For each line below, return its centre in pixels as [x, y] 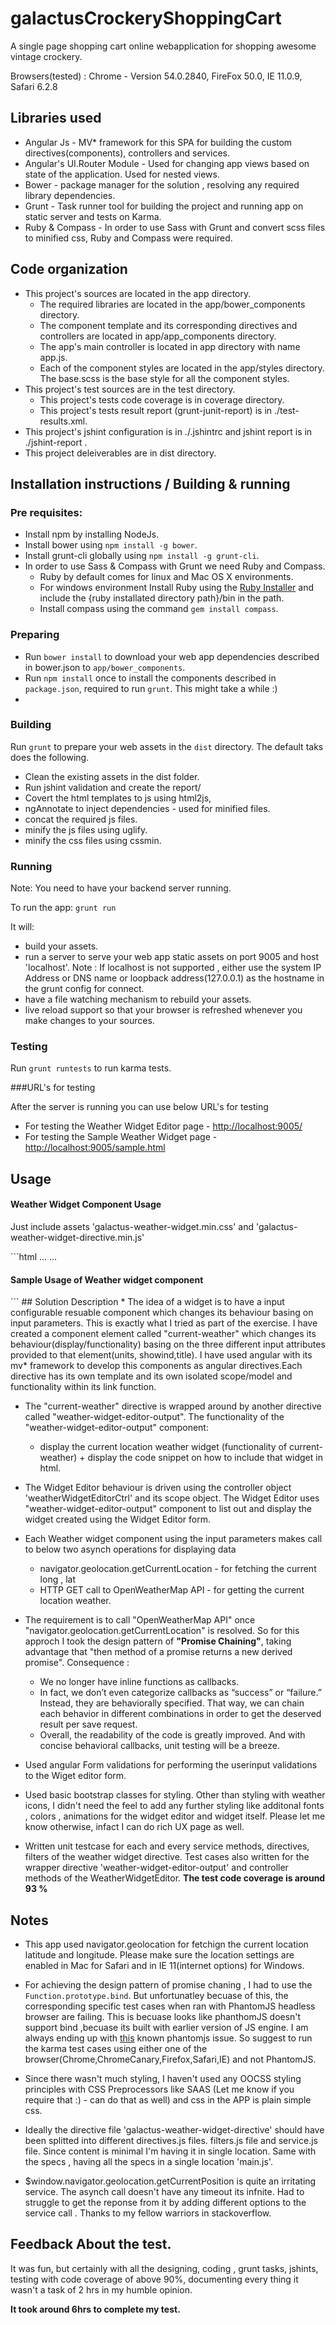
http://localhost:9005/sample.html [95, 1148]
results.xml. [63, 421]
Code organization [69, 269]
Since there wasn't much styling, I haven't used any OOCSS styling [163, 2079]
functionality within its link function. [83, 1387]
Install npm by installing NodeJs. [92, 534]
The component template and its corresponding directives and [168, 325]
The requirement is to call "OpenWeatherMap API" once [140, 1620]
